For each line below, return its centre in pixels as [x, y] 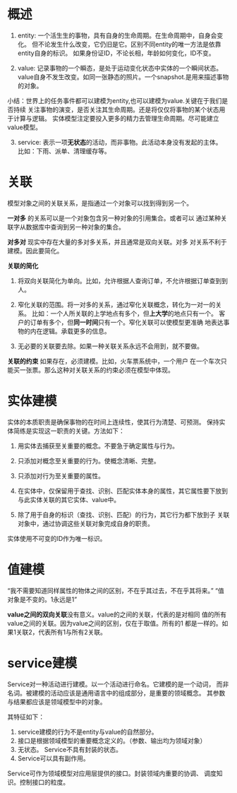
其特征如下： [26, 717]
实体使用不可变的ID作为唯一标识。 [57, 538]
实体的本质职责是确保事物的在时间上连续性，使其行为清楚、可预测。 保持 [113, 422]
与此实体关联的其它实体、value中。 [69, 499]
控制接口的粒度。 [44, 782]
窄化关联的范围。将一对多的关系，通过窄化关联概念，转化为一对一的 [116, 304]
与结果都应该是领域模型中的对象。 [57, 702]
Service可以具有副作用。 [53, 758]
